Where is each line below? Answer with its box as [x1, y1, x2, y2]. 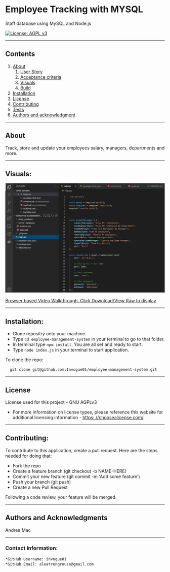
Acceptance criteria [20, 74, 62, 80]
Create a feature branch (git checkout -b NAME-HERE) [12, 468, 127, 474]
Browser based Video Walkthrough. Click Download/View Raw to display [5, 298, 156, 304]
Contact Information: [5, 545, 58, 552]
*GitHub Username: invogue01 [5, 556, 67, 562]
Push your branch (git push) [12, 479, 71, 485]
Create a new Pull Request [12, 484, 68, 490]
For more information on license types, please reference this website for [12, 409, 163, 415]
